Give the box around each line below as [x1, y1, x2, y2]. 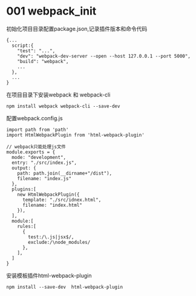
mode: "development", [11, 154, 67, 160]
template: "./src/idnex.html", [22, 197, 102, 203]
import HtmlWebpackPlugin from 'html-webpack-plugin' [6, 132, 145, 138]
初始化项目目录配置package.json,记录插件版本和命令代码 [6, 25, 148, 32]
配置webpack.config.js [6, 114, 63, 122]
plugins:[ [11, 186, 36, 192]
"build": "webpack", [17, 58, 69, 64]
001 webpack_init [6, 4, 97, 18]
